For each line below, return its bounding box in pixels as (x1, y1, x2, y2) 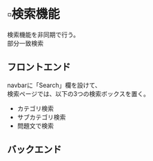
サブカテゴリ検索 (17, 113, 66, 121)
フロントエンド (7, 61, 71, 73)
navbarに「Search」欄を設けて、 (7, 81, 101, 89)
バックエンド (7, 144, 62, 155)
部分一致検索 (7, 39, 43, 47)
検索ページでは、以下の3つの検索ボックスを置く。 (7, 89, 150, 97)
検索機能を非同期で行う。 (7, 30, 80, 39)
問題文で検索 (17, 122, 54, 130)
